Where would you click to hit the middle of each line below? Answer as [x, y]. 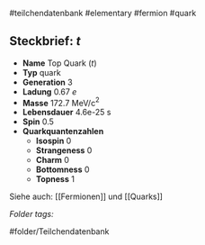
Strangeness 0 [64, 150]
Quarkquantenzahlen [63, 132]
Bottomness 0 [62, 169]
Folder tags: [31, 214]
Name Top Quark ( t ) [59, 63]
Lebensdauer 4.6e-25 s [67, 113]
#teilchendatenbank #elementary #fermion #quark [103, 13]
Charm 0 [53, 160]
